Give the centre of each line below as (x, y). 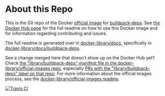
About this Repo (39, 9)
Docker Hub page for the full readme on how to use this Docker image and (82, 28)
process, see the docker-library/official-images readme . (62, 79)
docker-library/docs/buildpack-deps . (43, 48)
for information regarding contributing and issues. (56, 33)
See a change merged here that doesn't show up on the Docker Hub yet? (80, 57)
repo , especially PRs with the (81, 68)
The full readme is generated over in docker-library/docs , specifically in (79, 43)
